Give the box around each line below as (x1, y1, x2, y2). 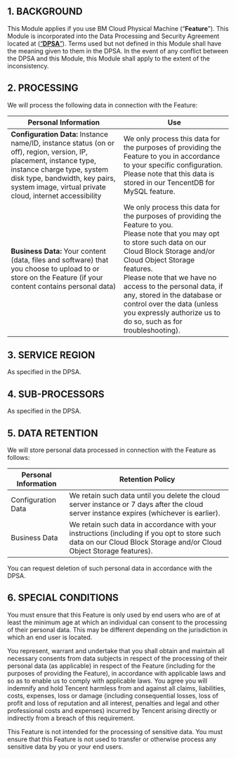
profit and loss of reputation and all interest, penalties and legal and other (7, 699, 220, 707)
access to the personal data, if (123, 281, 223, 291)
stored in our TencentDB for (123, 177, 216, 187)
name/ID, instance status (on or (11, 138, 114, 148)
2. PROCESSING (7, 82, 79, 94)
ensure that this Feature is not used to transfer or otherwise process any (7, 735, 216, 743)
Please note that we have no (123, 272, 217, 282)
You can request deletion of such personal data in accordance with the (7, 564, 213, 572)
